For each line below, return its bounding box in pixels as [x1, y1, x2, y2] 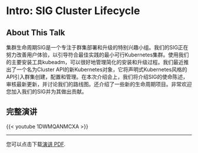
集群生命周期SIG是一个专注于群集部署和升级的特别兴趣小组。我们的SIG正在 [6, 44, 189, 51]
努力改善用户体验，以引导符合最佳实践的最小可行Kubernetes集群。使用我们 [6, 51, 189, 58]
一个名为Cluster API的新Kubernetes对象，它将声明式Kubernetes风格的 [16, 66, 187, 73]
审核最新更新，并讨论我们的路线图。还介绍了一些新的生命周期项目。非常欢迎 [6, 81, 192, 88]
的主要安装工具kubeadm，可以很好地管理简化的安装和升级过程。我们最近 [6, 59, 184, 65]
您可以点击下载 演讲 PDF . [6, 140, 66, 148]
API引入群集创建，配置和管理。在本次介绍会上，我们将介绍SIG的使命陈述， [6, 74, 189, 80]
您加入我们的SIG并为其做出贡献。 [6, 88, 87, 95]
